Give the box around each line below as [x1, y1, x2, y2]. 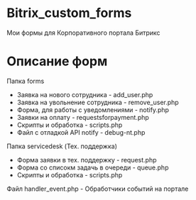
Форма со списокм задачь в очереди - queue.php [16, 163, 169, 172]
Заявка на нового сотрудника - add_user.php [16, 90, 153, 99]
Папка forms [6, 77, 45, 85]
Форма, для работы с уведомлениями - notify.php [16, 105, 170, 114]
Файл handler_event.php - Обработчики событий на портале [6, 184, 189, 193]
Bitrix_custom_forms [6, 5, 132, 21]
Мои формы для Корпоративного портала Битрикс [6, 28, 160, 37]
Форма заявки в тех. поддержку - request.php [16, 155, 157, 164]
